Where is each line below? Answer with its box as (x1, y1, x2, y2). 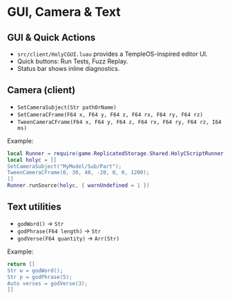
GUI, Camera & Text (7, 4, 121, 20)
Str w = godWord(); (7, 267, 64, 274)
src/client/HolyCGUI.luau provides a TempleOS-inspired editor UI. (17, 50, 209, 58)
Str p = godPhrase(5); (7, 274, 72, 280)
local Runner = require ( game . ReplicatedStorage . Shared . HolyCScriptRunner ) (7, 149, 227, 157)
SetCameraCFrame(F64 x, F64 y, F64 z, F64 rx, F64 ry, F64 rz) (17, 111, 204, 118)
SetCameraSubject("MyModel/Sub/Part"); (7, 163, 122, 169)
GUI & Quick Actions (7, 32, 96, 43)
